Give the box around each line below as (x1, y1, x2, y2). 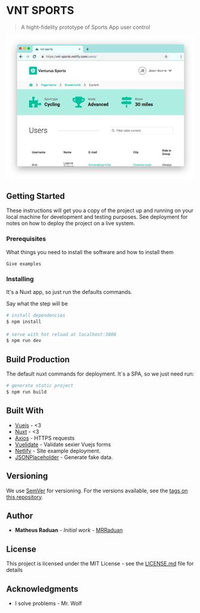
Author (6, 510, 33, 520)
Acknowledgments (6, 584, 79, 594)
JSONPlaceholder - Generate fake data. (14, 453, 113, 460)
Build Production (6, 354, 70, 364)
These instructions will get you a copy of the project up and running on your (6, 207, 193, 214)
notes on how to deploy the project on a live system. (6, 220, 135, 227)
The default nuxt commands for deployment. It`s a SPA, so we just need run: (6, 370, 195, 377)
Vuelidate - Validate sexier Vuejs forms (14, 441, 111, 448)
